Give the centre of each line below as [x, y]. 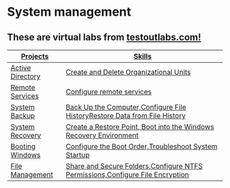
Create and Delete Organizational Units [129, 72]
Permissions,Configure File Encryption [128, 175]
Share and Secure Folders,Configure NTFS [135, 166]
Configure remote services [109, 92]
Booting [23, 146]
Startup [78, 155]
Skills [142, 56]
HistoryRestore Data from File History [126, 116]
